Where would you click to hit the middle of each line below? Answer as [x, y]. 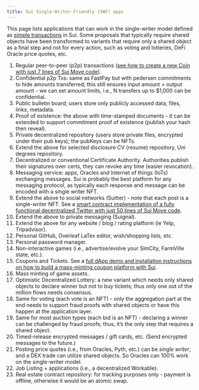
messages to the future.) [45, 343]
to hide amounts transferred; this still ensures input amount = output [99, 84]
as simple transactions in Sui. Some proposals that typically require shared [98, 35]
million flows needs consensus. [54, 292]
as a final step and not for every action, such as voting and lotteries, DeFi [96, 47]
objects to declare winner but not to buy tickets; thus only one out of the [104, 286]
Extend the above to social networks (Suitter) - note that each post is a [102, 198]
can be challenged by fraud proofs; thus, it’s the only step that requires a [104, 324]
